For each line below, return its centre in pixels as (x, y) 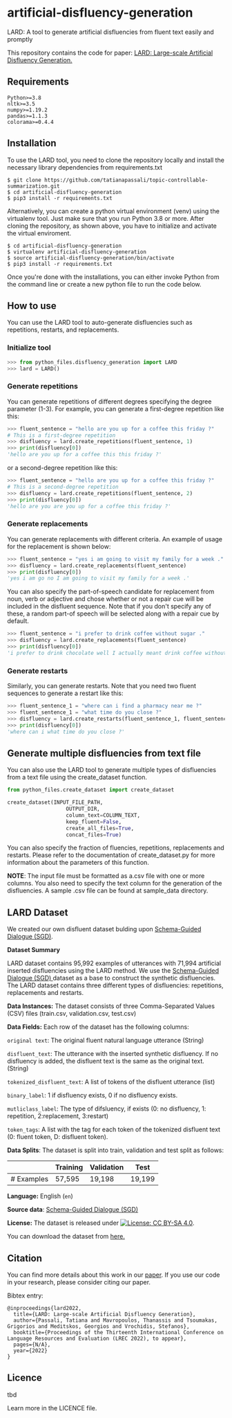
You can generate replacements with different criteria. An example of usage (115, 539)
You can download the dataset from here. (66, 1237)
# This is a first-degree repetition (61, 435)
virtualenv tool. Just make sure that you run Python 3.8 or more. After (106, 218)
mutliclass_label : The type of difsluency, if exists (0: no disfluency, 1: (107, 1109)
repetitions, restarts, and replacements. (63, 330)
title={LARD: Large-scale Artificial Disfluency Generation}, (105, 1314)
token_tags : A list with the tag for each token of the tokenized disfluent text (114, 1129)
